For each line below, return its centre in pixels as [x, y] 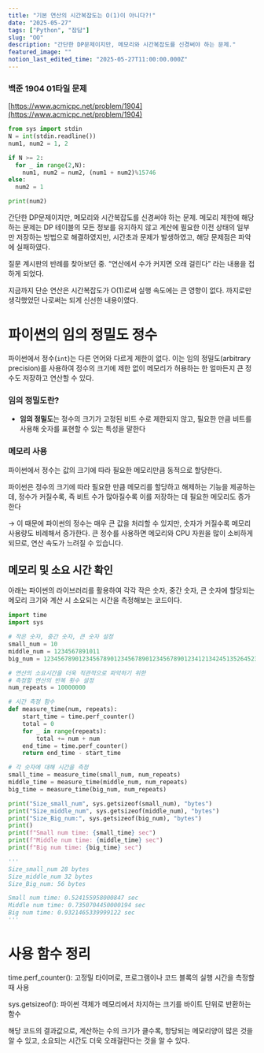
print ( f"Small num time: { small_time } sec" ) [82, 833]
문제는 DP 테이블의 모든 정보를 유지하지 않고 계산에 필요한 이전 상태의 [129, 227]
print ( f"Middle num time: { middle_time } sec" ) [86, 840]
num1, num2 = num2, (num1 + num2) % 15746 [89, 173]
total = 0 [38, 724]
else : [17, 180]
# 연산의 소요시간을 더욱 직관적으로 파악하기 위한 [77, 673]
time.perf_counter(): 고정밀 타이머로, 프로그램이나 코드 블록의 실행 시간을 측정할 [132, 977]
